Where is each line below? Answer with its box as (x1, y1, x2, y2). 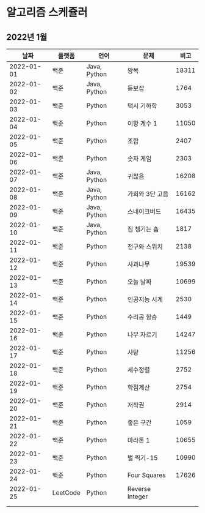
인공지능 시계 (127, 295, 163, 304)
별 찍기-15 (127, 454, 158, 462)
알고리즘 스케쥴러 (6, 6, 88, 20)
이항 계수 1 (127, 119, 157, 127)
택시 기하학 (127, 102, 157, 110)
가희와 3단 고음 (127, 190, 169, 198)
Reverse (127, 485, 151, 493)
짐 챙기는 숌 (127, 225, 159, 233)
